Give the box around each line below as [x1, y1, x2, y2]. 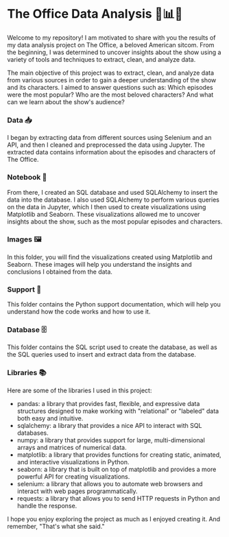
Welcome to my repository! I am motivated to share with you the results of [7, 33, 216, 42]
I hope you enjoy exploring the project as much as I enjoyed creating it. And [7, 514, 221, 523]
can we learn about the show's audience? [7, 97, 125, 106]
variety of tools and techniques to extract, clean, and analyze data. [7, 55, 196, 63]
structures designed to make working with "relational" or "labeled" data [16, 407, 219, 415]
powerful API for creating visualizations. [16, 472, 130, 481]
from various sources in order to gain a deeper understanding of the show [7, 75, 217, 84]
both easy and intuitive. [16, 414, 84, 422]
